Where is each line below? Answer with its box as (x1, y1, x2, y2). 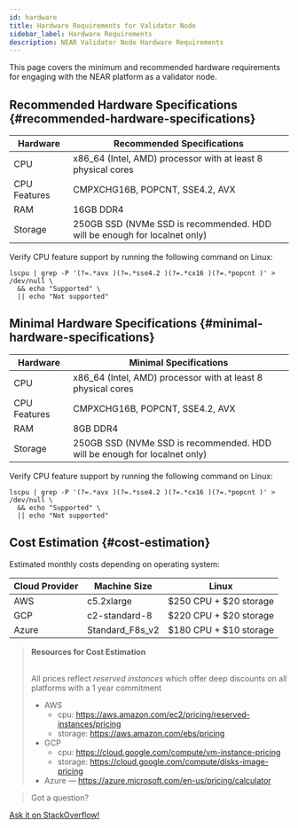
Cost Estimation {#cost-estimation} (9, 535, 211, 550)
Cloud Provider (13, 580, 79, 592)
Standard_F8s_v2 (87, 623, 160, 635)
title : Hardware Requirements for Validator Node (9, 21, 197, 30)
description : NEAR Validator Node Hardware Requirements (9, 37, 224, 47)
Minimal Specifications (129, 356, 229, 368)
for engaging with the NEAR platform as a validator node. (9, 72, 217, 83)
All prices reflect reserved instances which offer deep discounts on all (30, 673, 287, 683)
